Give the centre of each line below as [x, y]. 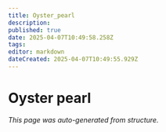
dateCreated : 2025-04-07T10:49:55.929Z [73, 60]
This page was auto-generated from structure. [83, 119]
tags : [17, 45]
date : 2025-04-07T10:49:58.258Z [61, 37]
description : [29, 23]
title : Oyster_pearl [42, 15]
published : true [34, 30]
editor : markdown [36, 52]
